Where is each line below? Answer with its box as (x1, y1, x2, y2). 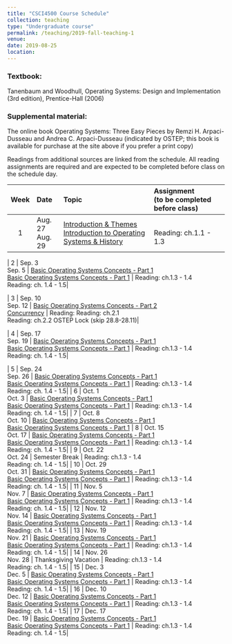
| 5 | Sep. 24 (7, 365, 43, 373)
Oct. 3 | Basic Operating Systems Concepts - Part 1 (7, 394, 153, 402)
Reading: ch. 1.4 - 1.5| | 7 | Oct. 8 (7, 409, 100, 418)
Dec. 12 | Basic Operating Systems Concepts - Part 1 (7, 592, 157, 601)
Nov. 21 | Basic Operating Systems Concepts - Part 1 (7, 534, 157, 542)
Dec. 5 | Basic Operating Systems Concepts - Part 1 (7, 570, 154, 578)
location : (7, 49, 36, 56)
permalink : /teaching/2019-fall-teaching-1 (7, 29, 135, 37)
